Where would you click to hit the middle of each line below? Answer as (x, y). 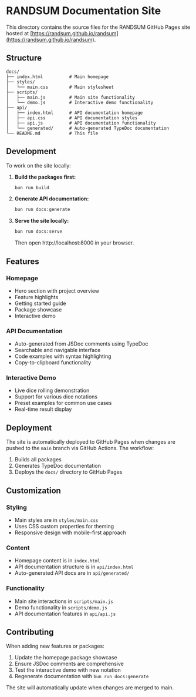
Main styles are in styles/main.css (56, 520)
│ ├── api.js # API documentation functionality (81, 123)
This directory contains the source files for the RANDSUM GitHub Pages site (98, 27)
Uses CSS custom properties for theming (64, 526)
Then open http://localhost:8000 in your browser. (74, 243)
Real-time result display (43, 409)
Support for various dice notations (56, 397)
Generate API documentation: (52, 199)
